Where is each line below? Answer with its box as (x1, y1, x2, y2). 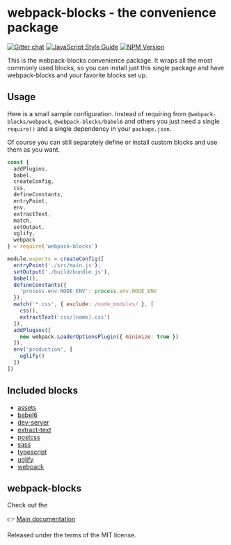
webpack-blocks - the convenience (7, 5, 217, 21)
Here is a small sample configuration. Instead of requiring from (7, 109, 186, 118)
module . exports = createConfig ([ (7, 255, 104, 262)
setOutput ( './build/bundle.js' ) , (13, 268, 111, 276)
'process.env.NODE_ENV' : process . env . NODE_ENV (19, 287, 157, 295)
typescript (17, 448, 47, 456)
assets (17, 403, 37, 411)
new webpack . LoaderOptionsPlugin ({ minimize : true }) (19, 333, 179, 340)
